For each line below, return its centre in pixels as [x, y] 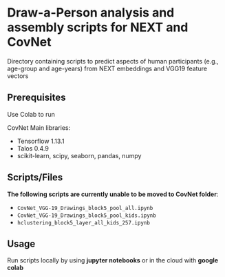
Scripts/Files [35, 178]
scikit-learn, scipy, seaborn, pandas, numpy [79, 155]
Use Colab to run [31, 114]
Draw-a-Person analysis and [91, 13]
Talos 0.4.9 [33, 148]
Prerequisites [36, 98]
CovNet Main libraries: [39, 127]
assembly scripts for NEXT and [98, 27]
